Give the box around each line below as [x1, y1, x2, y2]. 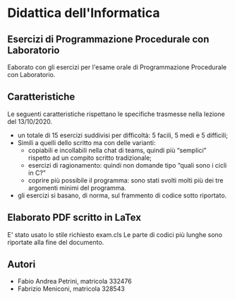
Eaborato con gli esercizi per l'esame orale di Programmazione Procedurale [7, 63, 227, 71]
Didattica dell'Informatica [7, 5, 160, 21]
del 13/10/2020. [7, 117, 53, 125]
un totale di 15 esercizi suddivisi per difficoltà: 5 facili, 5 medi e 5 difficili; [17, 131, 228, 139]
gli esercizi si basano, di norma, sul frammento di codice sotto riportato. [17, 191, 227, 200]
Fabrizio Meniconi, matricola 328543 [17, 284, 125, 293]
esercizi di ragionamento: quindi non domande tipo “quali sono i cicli [28, 161, 227, 169]
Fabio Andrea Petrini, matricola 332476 [17, 277, 132, 286]
